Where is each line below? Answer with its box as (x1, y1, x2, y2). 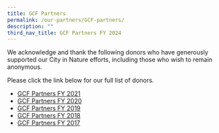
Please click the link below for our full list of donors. (7, 76, 154, 85)
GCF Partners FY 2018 (17, 112, 81, 120)
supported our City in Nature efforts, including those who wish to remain (7, 56, 213, 64)
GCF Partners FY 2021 (17, 90, 81, 98)
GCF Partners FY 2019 (17, 104, 81, 112)
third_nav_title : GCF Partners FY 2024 (7, 29, 122, 37)
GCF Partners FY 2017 (17, 119, 81, 127)
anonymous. (7, 63, 43, 71)
